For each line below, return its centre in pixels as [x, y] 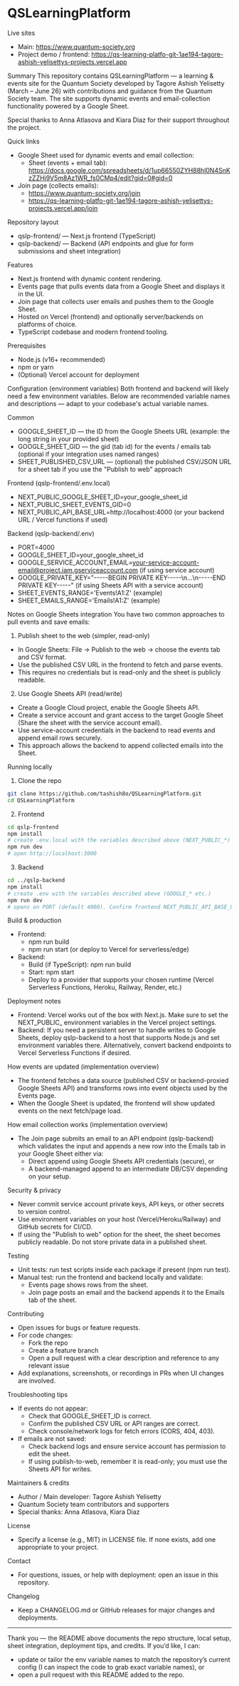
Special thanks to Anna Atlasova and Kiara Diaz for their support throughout [118, 120]
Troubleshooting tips [38, 1395]
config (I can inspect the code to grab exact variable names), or [111, 1667]
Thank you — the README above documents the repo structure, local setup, [119, 1638]
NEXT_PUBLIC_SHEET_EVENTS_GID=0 [74, 504]
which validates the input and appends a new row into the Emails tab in [122, 1146]
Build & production [34, 920]
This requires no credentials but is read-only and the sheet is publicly [119, 672]
